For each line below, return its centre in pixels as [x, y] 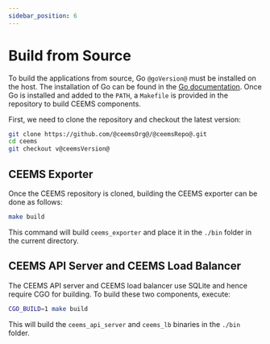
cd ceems [23, 142]
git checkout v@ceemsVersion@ [59, 149]
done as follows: [35, 202]
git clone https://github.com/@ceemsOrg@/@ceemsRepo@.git [108, 134]
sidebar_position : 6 [43, 16]
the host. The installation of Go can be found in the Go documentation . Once [135, 86]
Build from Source [70, 55]
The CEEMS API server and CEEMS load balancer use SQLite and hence [128, 285]
